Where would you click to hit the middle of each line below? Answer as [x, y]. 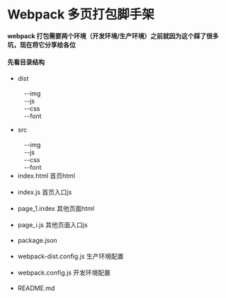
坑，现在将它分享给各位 [41, 45]
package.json [38, 240]
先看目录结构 [26, 62]
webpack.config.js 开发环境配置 [64, 273]
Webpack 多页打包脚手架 [81, 15]
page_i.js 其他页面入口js [52, 224]
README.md [36, 288]
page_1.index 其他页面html [56, 208]
